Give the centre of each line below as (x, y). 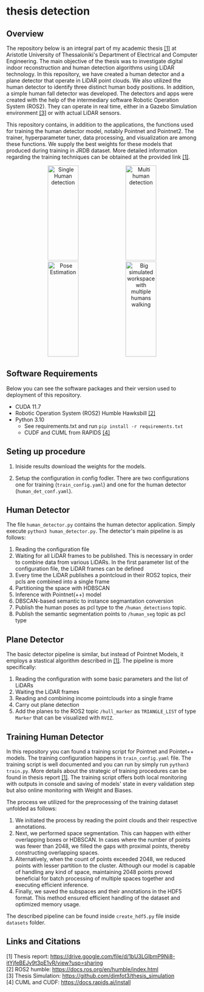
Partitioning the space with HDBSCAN (63, 588)
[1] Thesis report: (28, 956)
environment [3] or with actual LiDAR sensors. (64, 113)
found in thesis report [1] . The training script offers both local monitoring (97, 777)
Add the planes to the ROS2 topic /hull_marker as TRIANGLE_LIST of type (105, 711)
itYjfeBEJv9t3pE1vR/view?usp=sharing (55, 963)
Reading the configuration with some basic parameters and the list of (101, 679)
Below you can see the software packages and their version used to (91, 388)
